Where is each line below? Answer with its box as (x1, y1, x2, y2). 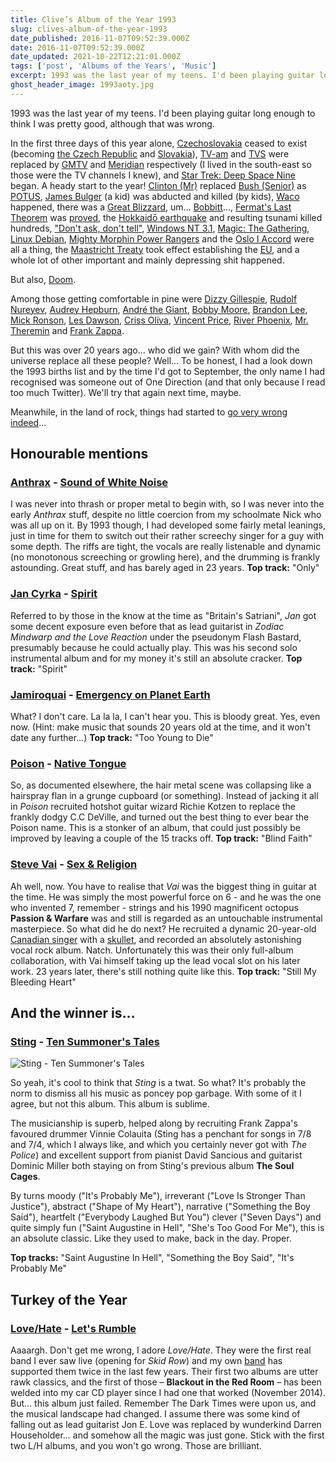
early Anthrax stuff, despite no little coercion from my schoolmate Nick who (10, 509, 322, 521)
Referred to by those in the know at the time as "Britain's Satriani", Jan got (10, 609, 317, 621)
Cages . (10, 1171, 41, 1183)
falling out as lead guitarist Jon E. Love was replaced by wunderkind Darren (10, 1419, 322, 1430)
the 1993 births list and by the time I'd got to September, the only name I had (10, 365, 325, 377)
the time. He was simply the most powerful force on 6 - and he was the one (10, 891, 322, 903)
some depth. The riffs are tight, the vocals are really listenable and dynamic (10, 541, 322, 553)
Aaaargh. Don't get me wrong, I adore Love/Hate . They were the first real (10, 1344, 312, 1356)
